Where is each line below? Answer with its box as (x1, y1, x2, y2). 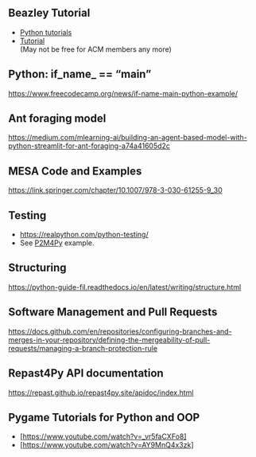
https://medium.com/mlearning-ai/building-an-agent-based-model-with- (8, 133, 248, 143)
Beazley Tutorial (8, 6, 91, 20)
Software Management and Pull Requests (8, 306, 218, 319)
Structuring (8, 261, 67, 275)
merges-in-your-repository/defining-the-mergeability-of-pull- (8, 334, 211, 345)
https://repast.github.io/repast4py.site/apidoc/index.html (8, 388, 194, 397)
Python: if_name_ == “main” (8, 68, 152, 81)
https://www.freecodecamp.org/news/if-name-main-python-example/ (8, 88, 239, 98)
